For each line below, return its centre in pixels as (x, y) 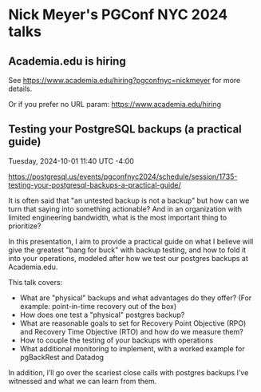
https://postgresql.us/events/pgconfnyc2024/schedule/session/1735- (123, 176)
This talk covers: (36, 282)
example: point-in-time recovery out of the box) (98, 306)
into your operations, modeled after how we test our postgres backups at (129, 258)
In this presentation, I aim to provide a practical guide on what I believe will (131, 241)
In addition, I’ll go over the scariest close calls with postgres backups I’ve (129, 372)
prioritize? (25, 226)
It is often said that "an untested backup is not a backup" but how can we (129, 200)
